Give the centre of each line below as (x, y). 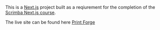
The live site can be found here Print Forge (50, 22)
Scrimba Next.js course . (31, 12)
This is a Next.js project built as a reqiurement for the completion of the (80, 7)
